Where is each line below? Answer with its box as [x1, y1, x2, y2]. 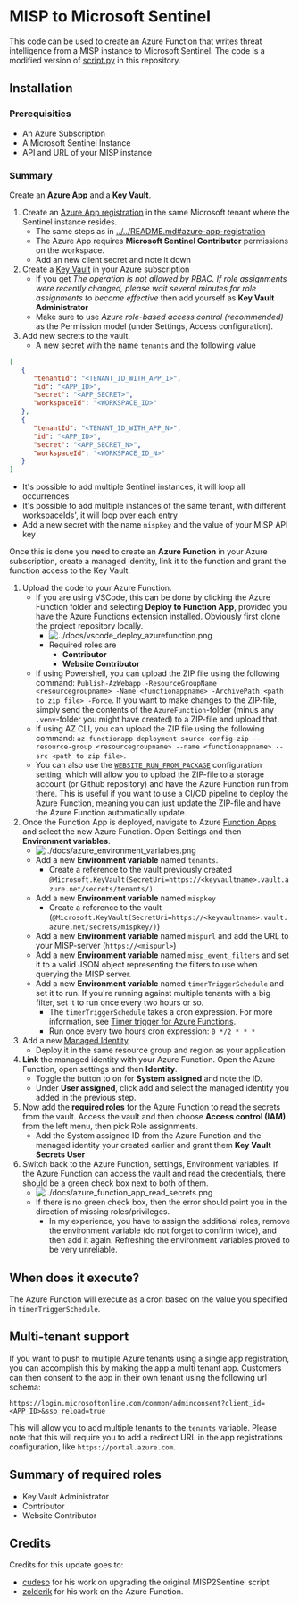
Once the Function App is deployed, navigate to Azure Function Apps [21, 816, 277, 828]
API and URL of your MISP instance [21, 147, 153, 157]
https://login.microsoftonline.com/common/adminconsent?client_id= [9, 1398, 266, 1407]
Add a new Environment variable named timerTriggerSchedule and [35, 978, 284, 989]
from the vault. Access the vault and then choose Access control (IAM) [21, 1111, 287, 1122]
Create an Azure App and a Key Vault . [9, 190, 152, 200]
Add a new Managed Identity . [21, 1035, 131, 1046]
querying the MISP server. [35, 968, 132, 980]
